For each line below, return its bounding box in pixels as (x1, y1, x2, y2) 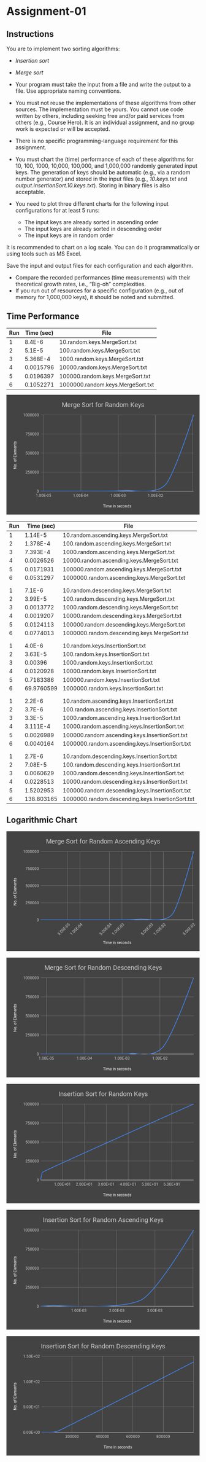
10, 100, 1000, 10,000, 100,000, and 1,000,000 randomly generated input (15, 162, 198, 170)
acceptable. (15, 189, 46, 195)
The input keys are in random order (24, 232, 114, 239)
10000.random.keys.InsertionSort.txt (63, 668, 156, 675)
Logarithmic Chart (6, 815, 78, 825)
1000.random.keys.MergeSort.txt (59, 355, 144, 363)
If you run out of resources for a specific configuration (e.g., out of (15, 287, 184, 294)
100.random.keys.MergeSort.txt (59, 346, 140, 354)
